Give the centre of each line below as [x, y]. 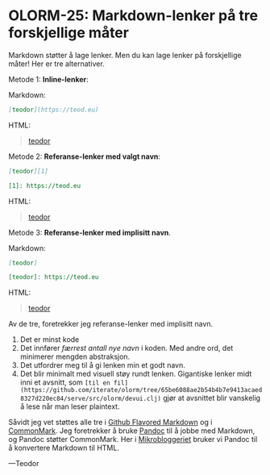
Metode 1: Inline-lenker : [48, 79]
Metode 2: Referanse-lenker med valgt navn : [85, 156]
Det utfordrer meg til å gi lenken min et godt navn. [102, 365]
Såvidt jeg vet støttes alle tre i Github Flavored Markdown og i [110, 423]
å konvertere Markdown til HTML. [64, 448]
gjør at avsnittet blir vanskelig [211, 398]
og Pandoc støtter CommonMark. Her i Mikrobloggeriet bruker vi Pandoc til [133, 440]
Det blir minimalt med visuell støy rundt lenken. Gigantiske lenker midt [136, 374]
